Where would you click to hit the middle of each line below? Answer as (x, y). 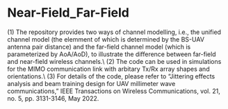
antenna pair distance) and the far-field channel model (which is (99, 47)
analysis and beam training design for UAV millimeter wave (91, 83)
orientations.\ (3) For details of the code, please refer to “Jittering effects (111, 76)
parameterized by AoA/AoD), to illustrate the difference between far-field (112, 54)
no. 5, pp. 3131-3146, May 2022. (53, 98)
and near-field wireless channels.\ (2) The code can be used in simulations (114, 61)
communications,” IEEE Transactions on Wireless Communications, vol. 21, (114, 91)
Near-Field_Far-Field (68, 13)
